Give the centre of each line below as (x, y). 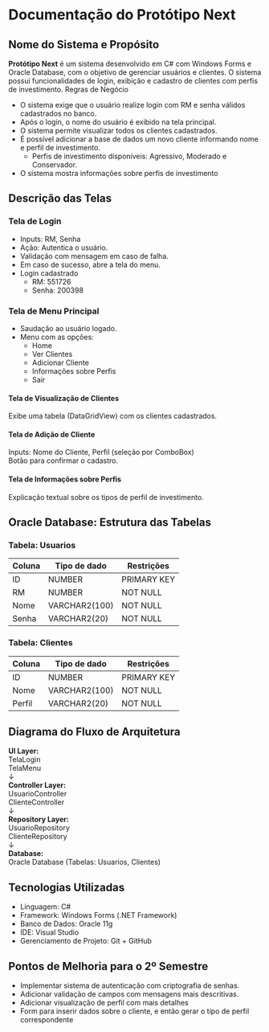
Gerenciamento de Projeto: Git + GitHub (86, 941)
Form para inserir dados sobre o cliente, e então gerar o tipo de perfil (134, 1011)
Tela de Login (35, 221)
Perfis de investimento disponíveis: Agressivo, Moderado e (129, 156)
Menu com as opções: (57, 337)
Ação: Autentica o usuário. (64, 248)
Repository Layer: (39, 819)
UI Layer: (24, 751)
